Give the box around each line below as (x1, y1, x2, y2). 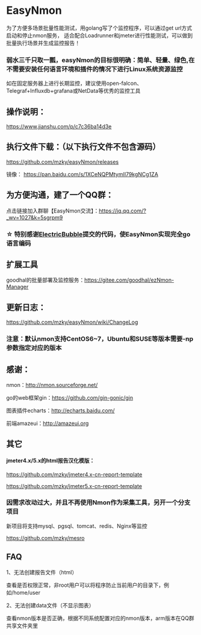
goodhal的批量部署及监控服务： (6, 276, 85, 283)
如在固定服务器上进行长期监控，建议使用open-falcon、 (6, 79, 143, 87)
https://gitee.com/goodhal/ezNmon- (84, 276, 175, 283)
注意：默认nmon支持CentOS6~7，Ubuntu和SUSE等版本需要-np (6, 335, 194, 343)
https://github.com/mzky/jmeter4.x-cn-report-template (6, 471, 143, 478)
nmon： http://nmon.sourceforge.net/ (6, 381, 98, 388)
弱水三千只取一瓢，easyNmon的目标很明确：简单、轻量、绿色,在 (6, 55, 195, 64)
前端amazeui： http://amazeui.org (6, 420, 89, 427)
